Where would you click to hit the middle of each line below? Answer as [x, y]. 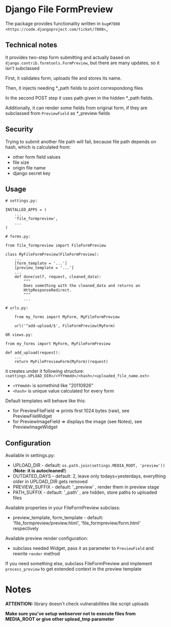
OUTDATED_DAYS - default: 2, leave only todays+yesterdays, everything [89, 476]
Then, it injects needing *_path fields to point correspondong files [74, 88]
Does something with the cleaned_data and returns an [82, 286]
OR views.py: [19, 335]
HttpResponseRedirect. [48, 290]
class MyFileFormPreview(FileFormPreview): [52, 255]
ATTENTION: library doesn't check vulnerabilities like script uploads [77, 604]
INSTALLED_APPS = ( [26, 210]
